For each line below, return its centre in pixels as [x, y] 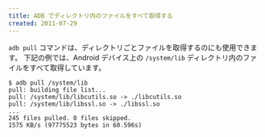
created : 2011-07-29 [43, 23]
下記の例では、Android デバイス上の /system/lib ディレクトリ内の [133, 57]
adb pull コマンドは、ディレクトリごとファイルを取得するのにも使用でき [130, 47]
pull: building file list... [57, 89]
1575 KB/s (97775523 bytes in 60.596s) [75, 125]
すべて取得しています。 [68, 67]
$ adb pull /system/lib [48, 83]
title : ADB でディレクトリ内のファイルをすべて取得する [91, 16]
